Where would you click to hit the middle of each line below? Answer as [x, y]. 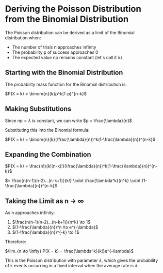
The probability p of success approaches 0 [55, 52]
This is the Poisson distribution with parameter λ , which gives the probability [81, 260]
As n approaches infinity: [30, 213]
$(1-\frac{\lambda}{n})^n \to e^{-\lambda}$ [55, 227]
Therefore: [16, 242]
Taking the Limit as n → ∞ [44, 201]
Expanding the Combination [48, 154]
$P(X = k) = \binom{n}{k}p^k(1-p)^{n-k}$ [46, 93]
